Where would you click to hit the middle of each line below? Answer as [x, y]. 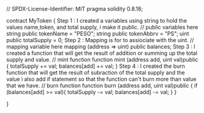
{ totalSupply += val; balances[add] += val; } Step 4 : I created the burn [96, 66]
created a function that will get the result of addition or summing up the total [102, 53]
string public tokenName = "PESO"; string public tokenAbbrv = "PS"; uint [98, 34]
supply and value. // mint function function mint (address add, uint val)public [102, 60]
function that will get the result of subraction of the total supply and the [96, 72]
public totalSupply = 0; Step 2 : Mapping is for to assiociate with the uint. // [100, 40]
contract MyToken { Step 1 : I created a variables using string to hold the [97, 20]
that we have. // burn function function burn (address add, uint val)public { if [102, 86]
